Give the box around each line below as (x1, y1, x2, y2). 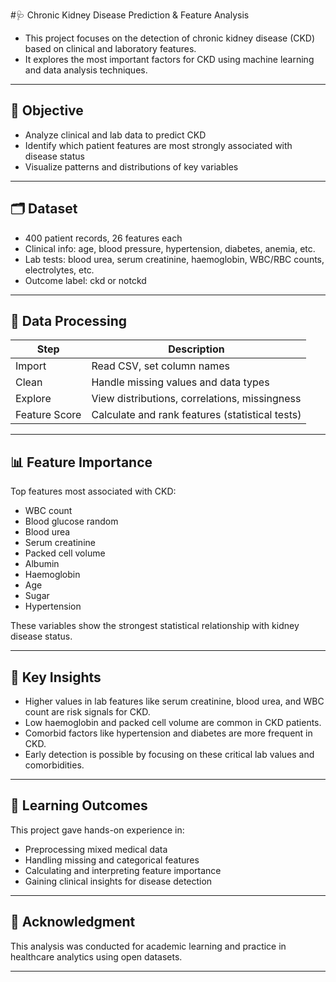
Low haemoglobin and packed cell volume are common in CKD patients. (24, 717, 322, 729)
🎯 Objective (10, 102, 84, 119)
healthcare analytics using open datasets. (10, 950, 183, 963)
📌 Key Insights (10, 669, 102, 686)
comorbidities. (24, 759, 85, 771)
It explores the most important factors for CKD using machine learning (24, 54, 315, 65)
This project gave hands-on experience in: (10, 824, 185, 836)
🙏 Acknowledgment (10, 914, 136, 931)
